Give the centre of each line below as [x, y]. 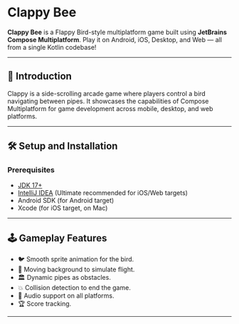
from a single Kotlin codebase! [52, 47]
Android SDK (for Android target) [66, 201]
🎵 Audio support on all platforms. [66, 296]
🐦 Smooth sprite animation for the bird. [76, 259]
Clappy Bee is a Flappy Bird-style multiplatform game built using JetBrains [117, 32]
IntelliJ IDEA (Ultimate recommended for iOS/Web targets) [103, 193]
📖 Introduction [40, 77]
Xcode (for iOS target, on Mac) [63, 208]
